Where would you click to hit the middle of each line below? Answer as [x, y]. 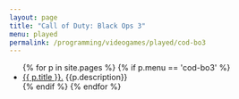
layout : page [34, 17]
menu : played [34, 34]
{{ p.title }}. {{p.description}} [75, 78]
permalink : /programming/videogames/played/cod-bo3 [107, 42]
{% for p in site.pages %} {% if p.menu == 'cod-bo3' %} [126, 68]
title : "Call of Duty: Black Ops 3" [77, 26]
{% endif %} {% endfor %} [72, 87]
